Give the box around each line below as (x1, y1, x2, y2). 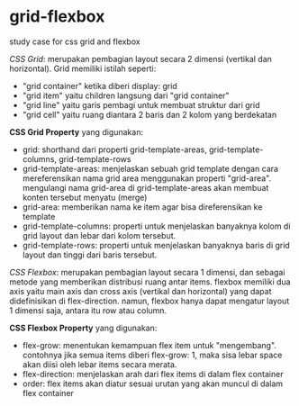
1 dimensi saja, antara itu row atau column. (9, 304, 168, 316)
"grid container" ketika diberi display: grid (22, 80, 177, 91)
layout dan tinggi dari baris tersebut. (22, 249, 158, 260)
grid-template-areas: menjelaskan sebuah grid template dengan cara (22, 163, 279, 174)
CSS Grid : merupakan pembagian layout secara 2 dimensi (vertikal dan (9, 53, 273, 64)
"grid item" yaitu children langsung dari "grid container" (22, 90, 230, 101)
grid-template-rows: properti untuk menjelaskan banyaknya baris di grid (22, 239, 290, 250)
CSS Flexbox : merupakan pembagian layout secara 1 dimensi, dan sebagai (9, 266, 285, 277)
